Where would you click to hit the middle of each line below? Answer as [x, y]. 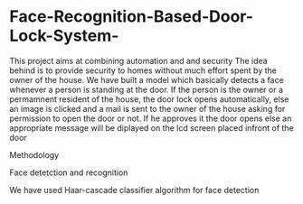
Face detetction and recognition [69, 172]
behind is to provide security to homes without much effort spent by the [143, 70]
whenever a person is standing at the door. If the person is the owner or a [146, 89]
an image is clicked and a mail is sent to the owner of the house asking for [147, 108]
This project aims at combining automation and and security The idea [139, 60]
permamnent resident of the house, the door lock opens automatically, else [149, 99]
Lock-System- [64, 36]
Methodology [34, 154]
